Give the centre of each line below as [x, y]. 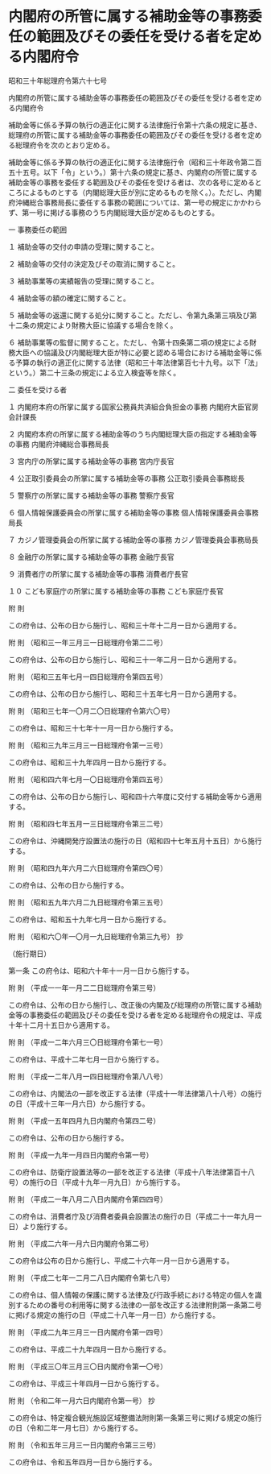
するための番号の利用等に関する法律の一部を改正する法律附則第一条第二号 [138, 1305]
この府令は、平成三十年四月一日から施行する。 [86, 1383]
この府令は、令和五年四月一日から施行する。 [82, 1462]
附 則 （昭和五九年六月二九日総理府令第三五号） [88, 902]
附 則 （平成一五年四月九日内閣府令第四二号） [84, 1120]
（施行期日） [29, 953]
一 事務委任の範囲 [37, 230]
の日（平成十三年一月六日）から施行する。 [79, 1103]
